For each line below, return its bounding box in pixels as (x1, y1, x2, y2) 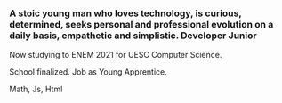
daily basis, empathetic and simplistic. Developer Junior (9, 29, 257, 42)
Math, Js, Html (9, 83, 63, 95)
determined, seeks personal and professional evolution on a (9, 18, 274, 30)
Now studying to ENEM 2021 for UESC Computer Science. (9, 50, 222, 60)
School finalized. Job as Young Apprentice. (9, 67, 167, 77)
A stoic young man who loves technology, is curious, (9, 7, 242, 20)
